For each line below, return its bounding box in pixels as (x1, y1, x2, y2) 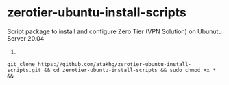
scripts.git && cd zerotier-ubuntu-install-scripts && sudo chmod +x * (7, 67, 216, 73)
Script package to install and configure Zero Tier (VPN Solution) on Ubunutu (7, 27, 222, 35)
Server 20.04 (7, 34, 45, 42)
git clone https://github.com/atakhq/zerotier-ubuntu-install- (7, 61, 192, 67)
